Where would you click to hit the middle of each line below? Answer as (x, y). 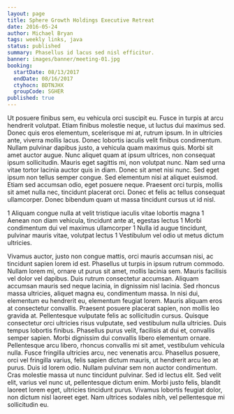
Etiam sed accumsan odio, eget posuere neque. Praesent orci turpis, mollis (115, 185)
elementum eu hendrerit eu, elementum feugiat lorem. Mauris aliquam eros (115, 301)
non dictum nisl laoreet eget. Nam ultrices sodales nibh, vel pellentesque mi (116, 397)
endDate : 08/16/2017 (43, 79)
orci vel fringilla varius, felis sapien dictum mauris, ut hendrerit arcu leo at (113, 360)
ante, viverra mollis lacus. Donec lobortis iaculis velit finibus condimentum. (115, 140)
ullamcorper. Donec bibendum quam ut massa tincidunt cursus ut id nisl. (111, 199)
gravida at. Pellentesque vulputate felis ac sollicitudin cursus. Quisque (108, 316)
